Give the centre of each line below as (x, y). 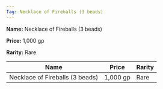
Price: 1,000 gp (25, 40)
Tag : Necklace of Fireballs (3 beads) (55, 12)
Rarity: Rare (21, 52)
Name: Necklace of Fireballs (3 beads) (54, 29)
